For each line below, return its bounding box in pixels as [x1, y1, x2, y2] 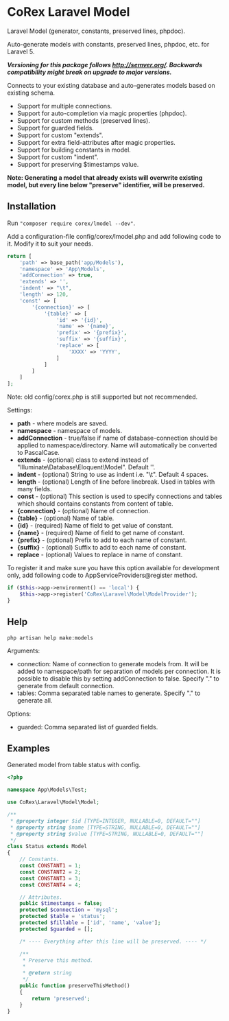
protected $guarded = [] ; [19, 926, 94, 932]
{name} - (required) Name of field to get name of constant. [16, 529, 185, 537]
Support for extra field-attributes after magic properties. [16, 138, 176, 146]
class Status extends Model [7, 843, 88, 850]
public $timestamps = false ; [19, 900, 103, 907]
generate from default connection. [16, 681, 114, 690]
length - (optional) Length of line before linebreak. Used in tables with [16, 478, 215, 486]
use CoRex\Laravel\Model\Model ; [7, 799, 99, 806]
